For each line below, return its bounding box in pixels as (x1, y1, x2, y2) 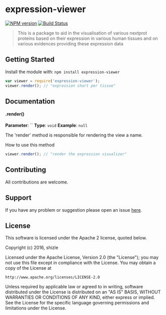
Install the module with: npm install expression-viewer (5, 69, 120, 75)
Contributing (5, 165, 46, 174)
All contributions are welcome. (5, 179, 68, 185)
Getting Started (5, 55, 55, 64)
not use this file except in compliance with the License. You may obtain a (5, 260, 156, 266)
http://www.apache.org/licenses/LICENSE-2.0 (5, 275, 100, 280)
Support (5, 194, 32, 202)
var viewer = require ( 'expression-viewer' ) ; (5, 78, 100, 84)
